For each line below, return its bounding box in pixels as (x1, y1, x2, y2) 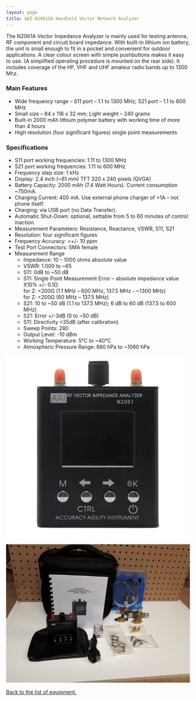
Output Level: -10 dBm (23, 331, 78, 338)
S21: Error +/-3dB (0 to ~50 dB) (23, 312, 99, 319)
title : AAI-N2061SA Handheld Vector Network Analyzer (6, 15, 140, 22)
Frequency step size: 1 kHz (14, 169, 80, 176)
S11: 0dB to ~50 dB (23, 269, 69, 276)
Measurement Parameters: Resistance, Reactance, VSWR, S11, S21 (14, 225, 175, 232)
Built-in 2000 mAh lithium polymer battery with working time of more (14, 116, 180, 123)
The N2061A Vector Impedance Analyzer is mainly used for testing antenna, (6, 32, 188, 39)
